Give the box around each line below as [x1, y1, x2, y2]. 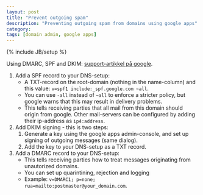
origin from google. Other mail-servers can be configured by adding [24, 111, 195, 118]
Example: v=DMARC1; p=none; [24, 175, 96, 183]
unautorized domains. [24, 163, 79, 170]
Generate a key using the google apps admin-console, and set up [24, 130, 189, 138]
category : [6, 26, 32, 32]
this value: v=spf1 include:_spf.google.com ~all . [24, 85, 149, 92]
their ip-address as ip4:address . [24, 117, 105, 125]
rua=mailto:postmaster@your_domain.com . [24, 182, 127, 190]
